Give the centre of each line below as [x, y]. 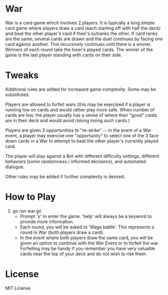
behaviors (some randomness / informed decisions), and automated [76, 161]
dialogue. [15, 166]
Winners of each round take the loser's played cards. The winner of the [79, 49]
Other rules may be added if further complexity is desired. [65, 176]
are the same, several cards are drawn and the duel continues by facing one [84, 39]
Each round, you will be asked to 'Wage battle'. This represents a [87, 227]
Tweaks [22, 75]
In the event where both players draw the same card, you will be [87, 238]
